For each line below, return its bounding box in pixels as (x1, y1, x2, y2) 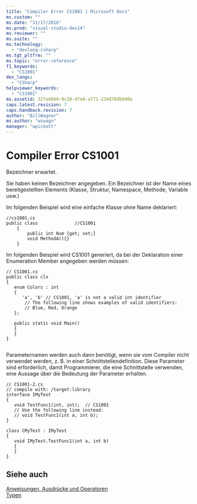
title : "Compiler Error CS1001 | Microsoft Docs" (6, 8, 131, 15)
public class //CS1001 (6, 220, 96, 226)
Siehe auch (6, 469, 48, 480)
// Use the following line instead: (14, 407, 104, 413)
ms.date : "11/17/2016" (6, 19, 62, 25)
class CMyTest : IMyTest (6, 427, 67, 433)
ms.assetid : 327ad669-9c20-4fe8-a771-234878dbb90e (6, 96, 133, 102)
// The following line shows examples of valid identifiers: (24, 300, 178, 306)
